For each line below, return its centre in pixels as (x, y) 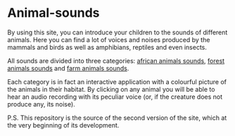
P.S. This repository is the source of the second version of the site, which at (117, 118)
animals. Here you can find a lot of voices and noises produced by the (109, 39)
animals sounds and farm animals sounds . (68, 68)
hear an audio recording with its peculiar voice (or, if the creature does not (115, 97)
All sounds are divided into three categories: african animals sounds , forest (116, 60)
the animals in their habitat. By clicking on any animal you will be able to (111, 89)
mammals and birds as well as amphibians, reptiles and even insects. (107, 47)
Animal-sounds (53, 13)
